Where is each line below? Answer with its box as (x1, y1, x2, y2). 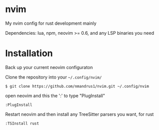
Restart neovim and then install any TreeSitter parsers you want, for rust (5, 111, 154, 117)
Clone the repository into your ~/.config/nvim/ (5, 74, 102, 80)
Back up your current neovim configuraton (5, 64, 93, 70)
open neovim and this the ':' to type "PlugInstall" (5, 92, 105, 99)
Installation (5, 48, 53, 59)
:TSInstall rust (5, 121, 39, 126)
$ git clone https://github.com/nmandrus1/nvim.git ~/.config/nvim (5, 84, 149, 89)
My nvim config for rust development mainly (5, 20, 97, 26)
